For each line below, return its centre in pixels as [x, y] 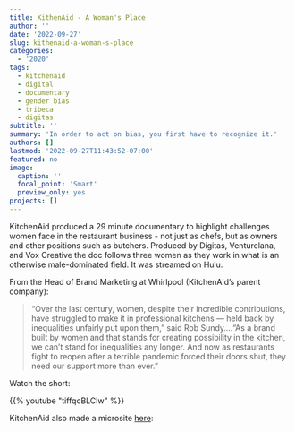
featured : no [34, 159]
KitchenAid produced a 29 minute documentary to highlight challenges [139, 226]
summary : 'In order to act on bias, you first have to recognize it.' [143, 134]
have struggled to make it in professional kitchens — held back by [152, 318]
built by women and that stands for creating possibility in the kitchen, [158, 337]
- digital [35, 84]
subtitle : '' [34, 126]
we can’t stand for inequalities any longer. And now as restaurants [153, 347]
